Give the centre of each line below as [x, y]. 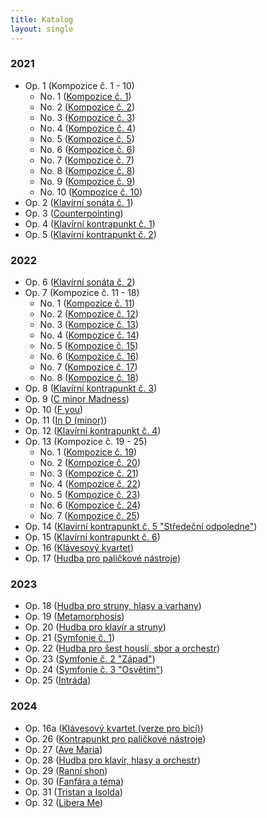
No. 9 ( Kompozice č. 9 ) [87, 181]
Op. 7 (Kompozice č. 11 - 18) [82, 293]
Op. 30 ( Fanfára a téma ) [74, 781]
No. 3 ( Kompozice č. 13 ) [89, 325]
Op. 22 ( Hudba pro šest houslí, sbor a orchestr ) [122, 648]
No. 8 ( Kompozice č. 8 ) [87, 170]
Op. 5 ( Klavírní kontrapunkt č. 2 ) [90, 234]
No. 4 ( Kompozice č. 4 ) [88, 128]
